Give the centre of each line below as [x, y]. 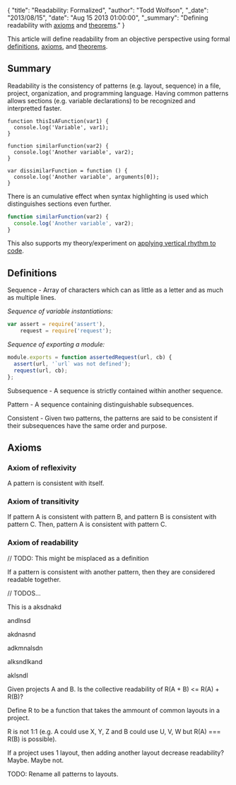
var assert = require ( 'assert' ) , [57, 325]
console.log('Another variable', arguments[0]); [87, 177]
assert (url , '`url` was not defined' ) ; [72, 364]
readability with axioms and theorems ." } [66, 25]
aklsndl [18, 675]
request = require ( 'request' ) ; [66, 331]
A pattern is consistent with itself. [56, 483]
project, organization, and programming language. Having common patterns [118, 93]
